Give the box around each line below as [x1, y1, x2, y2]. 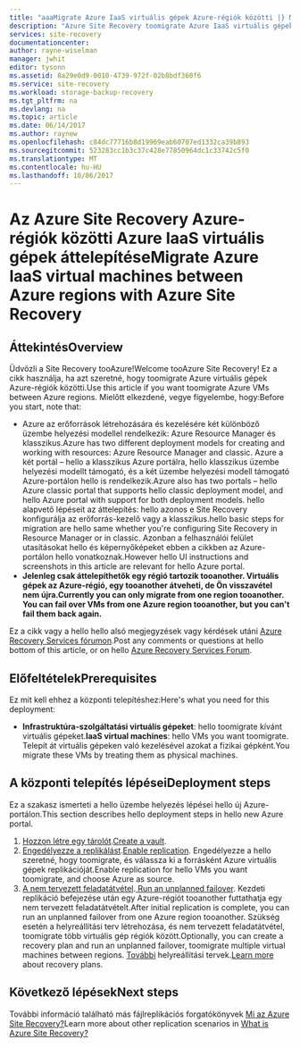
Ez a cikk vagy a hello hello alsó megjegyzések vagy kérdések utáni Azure [9, 626, 283, 637]
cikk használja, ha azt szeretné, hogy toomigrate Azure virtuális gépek [9, 373, 268, 384]
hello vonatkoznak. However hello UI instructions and [54, 551, 249, 563]
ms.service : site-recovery [9, 80, 110, 88]
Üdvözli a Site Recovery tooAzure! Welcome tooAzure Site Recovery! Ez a [9, 364, 278, 374]
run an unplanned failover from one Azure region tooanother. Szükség [21, 911, 280, 922]
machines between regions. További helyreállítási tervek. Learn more [21, 949, 274, 960]
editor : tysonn [9, 63, 66, 72]
